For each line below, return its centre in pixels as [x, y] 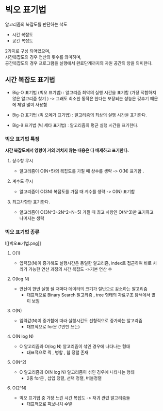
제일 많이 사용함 [32, 104]
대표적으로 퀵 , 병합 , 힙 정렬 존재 [57, 352]
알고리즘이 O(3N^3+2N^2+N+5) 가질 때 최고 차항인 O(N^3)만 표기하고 [86, 212]
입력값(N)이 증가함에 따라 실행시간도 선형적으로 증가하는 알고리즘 [81, 321]
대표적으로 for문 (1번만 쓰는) [53, 327]
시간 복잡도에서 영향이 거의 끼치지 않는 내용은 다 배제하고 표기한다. [67, 150]
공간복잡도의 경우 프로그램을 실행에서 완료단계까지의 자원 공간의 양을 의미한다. [79, 63]
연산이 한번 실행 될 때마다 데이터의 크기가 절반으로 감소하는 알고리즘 [83, 289]
